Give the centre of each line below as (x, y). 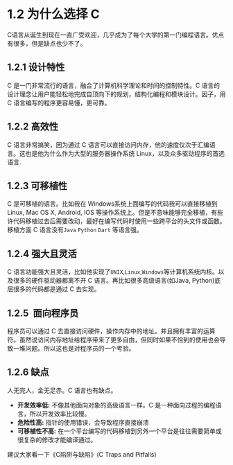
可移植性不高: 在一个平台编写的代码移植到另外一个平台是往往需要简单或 (119, 431)
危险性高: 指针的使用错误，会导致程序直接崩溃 (83, 422)
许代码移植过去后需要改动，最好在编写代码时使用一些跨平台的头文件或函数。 (116, 221)
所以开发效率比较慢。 (60, 414)
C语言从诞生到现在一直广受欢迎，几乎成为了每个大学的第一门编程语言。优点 (116, 35)
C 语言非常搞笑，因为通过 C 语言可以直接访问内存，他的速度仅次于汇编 (109, 144)
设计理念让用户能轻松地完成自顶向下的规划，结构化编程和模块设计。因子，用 (116, 94)
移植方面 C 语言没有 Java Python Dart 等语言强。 (75, 230)
